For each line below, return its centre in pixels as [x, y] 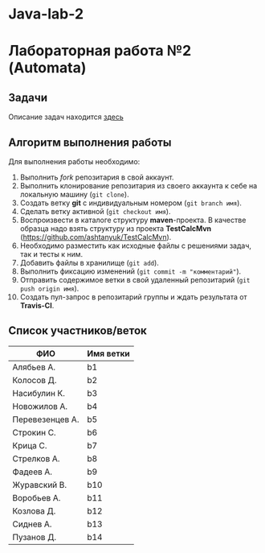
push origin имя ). [49, 288]
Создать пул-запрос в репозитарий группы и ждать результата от [133, 297]
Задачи [28, 97]
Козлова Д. [34, 510]
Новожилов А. [40, 406]
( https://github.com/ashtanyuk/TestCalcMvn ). [96, 237]
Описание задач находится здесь [66, 117]
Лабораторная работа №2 [100, 51]
